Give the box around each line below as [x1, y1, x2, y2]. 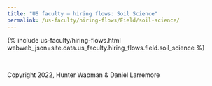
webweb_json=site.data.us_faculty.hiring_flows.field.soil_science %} [7, 43, 205, 52]
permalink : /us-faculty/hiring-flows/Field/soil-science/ [7, 17, 180, 24]
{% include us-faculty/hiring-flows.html [7, 36, 121, 44]
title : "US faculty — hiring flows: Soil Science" [7, 10, 158, 17]
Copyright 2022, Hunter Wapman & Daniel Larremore [7, 71, 160, 79]
